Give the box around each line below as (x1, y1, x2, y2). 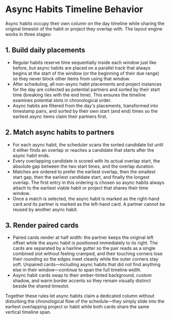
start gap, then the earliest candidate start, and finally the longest (12, 174, 150, 180)
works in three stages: (5, 31, 52, 37)
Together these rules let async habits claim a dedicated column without (5, 293, 155, 299)
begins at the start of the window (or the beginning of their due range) (12, 70, 160, 76)
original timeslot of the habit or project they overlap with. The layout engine (5, 25, 162, 31)
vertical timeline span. (5, 309, 52, 315)
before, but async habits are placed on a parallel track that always (12, 65, 151, 71)
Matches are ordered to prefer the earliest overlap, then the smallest (12, 169, 156, 175)
